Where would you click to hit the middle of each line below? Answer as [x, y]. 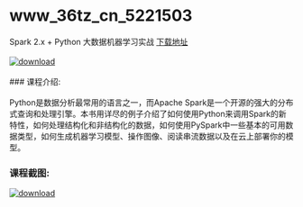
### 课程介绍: [35, 81]
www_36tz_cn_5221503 [101, 16]
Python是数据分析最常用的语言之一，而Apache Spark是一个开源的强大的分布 [151, 102]
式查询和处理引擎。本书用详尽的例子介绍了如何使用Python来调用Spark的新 [148, 113]
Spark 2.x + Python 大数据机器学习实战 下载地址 [99, 41]
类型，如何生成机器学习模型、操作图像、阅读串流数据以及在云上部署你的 [151, 136]
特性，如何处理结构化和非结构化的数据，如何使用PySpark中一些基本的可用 [147, 125]
